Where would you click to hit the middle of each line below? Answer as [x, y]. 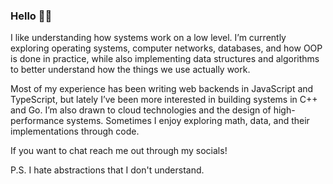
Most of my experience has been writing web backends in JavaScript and [162, 89]
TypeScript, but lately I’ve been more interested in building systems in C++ [164, 100]
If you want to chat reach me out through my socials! [119, 151]
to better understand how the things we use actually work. [130, 70]
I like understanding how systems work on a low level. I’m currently [148, 38]
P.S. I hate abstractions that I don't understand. [107, 170]
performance [37, 121]
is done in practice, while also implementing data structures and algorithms [165, 59]
